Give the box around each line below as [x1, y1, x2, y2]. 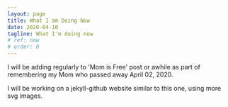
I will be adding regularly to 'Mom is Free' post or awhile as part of [7, 63, 200, 71]
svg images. [7, 91, 43, 100]
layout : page [7, 10, 46, 18]
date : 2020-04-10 [7, 23, 59, 30]
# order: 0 [7, 43, 40, 50]
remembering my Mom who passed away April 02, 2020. [7, 70, 173, 79]
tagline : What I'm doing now [7, 30, 93, 38]
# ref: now [7, 37, 40, 44]
